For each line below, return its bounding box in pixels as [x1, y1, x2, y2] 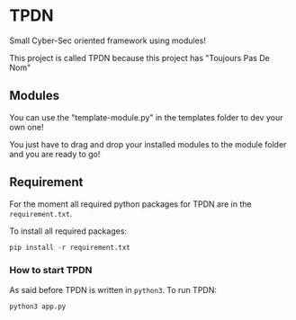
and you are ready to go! [9, 148, 101, 159]
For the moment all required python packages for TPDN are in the [9, 199, 252, 209]
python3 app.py [9, 302, 67, 311]
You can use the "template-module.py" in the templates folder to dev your [9, 111, 283, 122]
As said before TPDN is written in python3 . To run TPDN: [9, 284, 218, 295]
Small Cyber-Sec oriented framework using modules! [9, 35, 207, 46]
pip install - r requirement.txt [9, 243, 130, 252]
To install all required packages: [9, 226, 128, 236]
